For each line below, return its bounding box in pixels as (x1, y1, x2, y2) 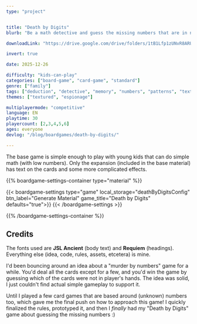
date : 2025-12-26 (6, 62, 49, 67)
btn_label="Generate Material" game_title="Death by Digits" (6, 194, 151, 201)
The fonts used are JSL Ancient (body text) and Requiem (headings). (6, 245, 174, 252)
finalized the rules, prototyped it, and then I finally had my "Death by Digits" (6, 305, 189, 312)
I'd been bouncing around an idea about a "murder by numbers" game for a (6, 262, 189, 269)
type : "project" (6, 8, 46, 15)
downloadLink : (6, 41, 41, 46)
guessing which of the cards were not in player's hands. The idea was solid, (6, 275, 189, 282)
